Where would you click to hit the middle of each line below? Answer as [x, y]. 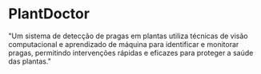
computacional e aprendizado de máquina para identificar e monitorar [124, 44]
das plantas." [30, 61]
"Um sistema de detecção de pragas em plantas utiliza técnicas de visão [128, 36]
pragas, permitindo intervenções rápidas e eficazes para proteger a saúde [131, 53]
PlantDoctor [49, 14]
